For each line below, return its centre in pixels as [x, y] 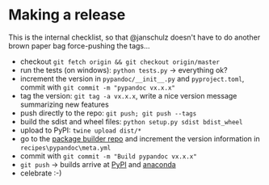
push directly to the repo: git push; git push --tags [108, 113]
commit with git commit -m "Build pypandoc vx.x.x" [109, 156]
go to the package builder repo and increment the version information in [140, 138]
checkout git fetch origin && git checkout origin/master [120, 61]
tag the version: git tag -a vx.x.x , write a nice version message [128, 95]
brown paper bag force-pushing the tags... [80, 45]
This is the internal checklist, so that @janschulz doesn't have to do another [134, 37]
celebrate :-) [41, 173]
